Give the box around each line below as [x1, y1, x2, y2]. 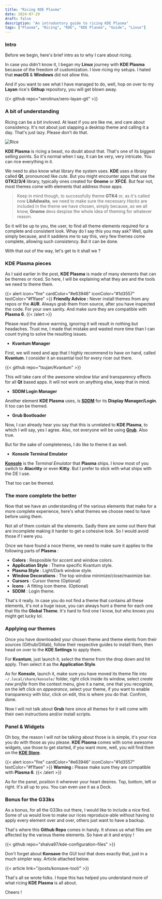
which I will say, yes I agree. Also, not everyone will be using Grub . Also [5, 427, 148, 433]
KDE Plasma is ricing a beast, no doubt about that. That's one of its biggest [5, 148, 155, 154]
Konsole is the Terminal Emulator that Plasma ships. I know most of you [5, 460, 149, 466]
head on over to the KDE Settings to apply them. [5, 646, 102, 652]
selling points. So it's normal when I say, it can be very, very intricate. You [5, 153, 152, 159]
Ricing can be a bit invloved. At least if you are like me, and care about [5, 119, 145, 125]
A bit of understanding [5, 108, 59, 115]
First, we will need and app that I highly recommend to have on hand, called [5, 350, 156, 356]
